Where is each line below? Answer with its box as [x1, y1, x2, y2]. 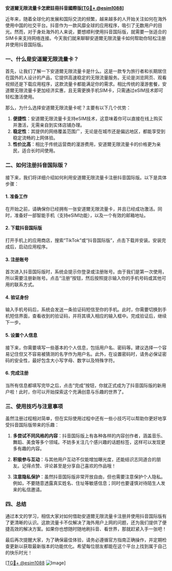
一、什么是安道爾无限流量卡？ [5, 55, 79, 63]
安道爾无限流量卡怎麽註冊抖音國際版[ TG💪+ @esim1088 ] [5, 5, 124, 11]
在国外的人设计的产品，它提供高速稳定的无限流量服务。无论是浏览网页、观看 [5, 74, 167, 81]
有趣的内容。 [17, 445, 45, 452]
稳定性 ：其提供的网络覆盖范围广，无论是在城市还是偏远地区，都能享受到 [12, 128, 165, 135]
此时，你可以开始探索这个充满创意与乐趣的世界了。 [18, 389, 126, 395]
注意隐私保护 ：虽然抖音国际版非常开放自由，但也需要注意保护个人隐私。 [12, 474, 165, 480]
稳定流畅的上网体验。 [12, 135, 58, 141]
